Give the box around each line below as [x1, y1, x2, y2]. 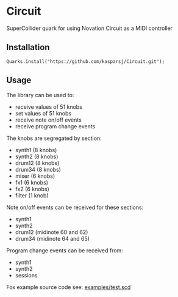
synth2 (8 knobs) [15, 153, 59, 160]
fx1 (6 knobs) [15, 178, 49, 186]
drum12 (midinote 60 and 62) [15, 228, 88, 236]
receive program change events [15, 122, 96, 130]
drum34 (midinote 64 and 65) [15, 235, 90, 242]
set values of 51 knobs [15, 109, 72, 117]
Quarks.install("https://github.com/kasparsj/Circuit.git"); [6, 58, 165, 65]
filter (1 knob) [15, 191, 49, 199]
